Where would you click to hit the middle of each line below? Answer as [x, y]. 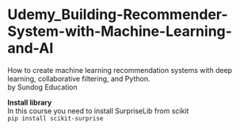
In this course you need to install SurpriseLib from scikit [98, 111]
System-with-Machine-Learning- [120, 31]
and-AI [30, 48]
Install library [30, 102]
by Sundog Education [43, 87]
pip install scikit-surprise [55, 118]
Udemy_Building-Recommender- [118, 15]
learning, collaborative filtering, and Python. [79, 78]
